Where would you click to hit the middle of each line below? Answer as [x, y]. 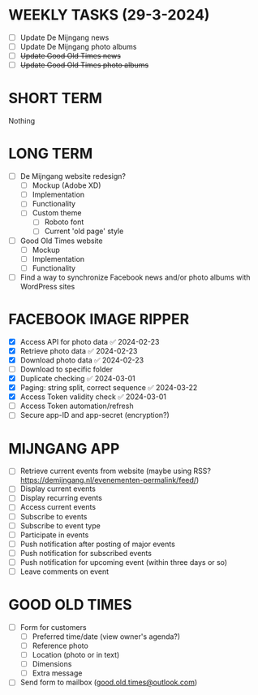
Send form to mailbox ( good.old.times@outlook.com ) [109, 682]
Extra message [57, 673]
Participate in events [54, 535]
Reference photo [60, 645]
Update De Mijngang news [64, 37]
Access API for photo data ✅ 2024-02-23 [90, 341]
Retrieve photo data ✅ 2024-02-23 [79, 350]
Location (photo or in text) [76, 655]
